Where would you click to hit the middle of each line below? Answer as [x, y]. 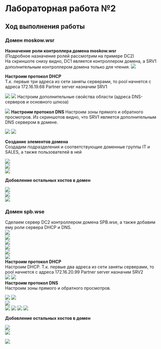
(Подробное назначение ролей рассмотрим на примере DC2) [70, 56]
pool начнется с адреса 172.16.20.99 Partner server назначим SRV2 [74, 272]
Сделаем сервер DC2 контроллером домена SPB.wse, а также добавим [80, 222]
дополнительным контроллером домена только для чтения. [68, 67]
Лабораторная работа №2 [61, 9]
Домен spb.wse [25, 211]
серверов [15, 102]
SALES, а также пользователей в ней [43, 152]
